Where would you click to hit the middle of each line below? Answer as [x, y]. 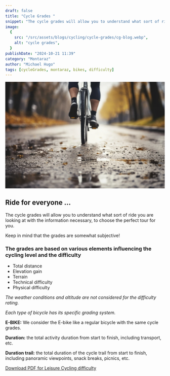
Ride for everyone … [38, 203]
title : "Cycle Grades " [30, 16]
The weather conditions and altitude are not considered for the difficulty [81, 297]
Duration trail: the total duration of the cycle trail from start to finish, [76, 353]
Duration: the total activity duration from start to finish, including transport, [83, 338]
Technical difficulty [32, 282]
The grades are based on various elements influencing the [78, 249]
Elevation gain [27, 271]
